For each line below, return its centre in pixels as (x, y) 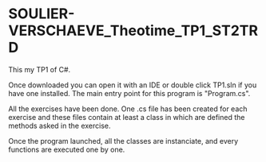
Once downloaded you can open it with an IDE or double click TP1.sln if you (133, 85)
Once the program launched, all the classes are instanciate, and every (123, 141)
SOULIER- (42, 14)
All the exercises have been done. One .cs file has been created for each (128, 109)
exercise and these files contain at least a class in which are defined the (127, 117)
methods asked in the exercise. (60, 125)
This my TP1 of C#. (40, 69)
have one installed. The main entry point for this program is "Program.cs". (129, 93)
